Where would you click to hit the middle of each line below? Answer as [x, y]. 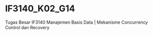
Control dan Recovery [27, 27]
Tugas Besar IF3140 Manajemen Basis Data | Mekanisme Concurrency [76, 22]
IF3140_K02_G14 [40, 9]
